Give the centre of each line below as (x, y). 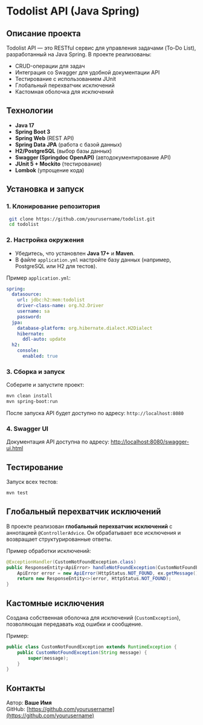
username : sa (34, 311)
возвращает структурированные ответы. (59, 539)
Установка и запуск (45, 189)
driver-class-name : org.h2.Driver (60, 306)
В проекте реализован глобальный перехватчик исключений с (89, 526)
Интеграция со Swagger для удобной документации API (87, 72)
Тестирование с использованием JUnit (66, 79)
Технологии (30, 111)
